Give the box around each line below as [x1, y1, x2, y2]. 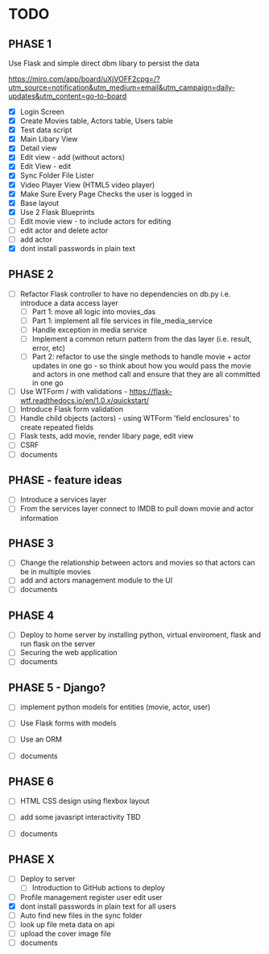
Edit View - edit [19, 162, 72, 171]
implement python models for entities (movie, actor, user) [19, 702, 211, 712]
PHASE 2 [8, 267, 54, 281]
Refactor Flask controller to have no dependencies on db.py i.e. [19, 288, 231, 299]
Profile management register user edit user [19, 892, 163, 901]
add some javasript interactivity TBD [19, 813, 141, 822]
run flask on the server [19, 639, 96, 649]
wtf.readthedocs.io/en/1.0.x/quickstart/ [19, 396, 150, 406]
